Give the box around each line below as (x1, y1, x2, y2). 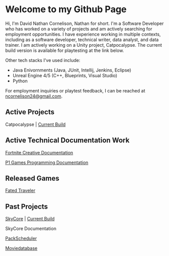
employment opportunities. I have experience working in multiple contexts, (5, 31, 161, 37)
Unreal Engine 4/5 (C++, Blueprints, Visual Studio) (12, 72, 117, 78)
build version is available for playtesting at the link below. (5, 47, 124, 53)
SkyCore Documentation (5, 226, 57, 232)
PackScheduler (5, 235, 37, 242)
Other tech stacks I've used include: (5, 57, 80, 63)
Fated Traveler (5, 187, 35, 194)
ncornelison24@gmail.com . (5, 93, 63, 99)
